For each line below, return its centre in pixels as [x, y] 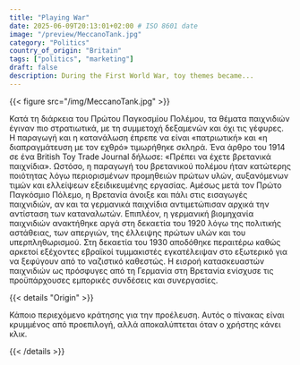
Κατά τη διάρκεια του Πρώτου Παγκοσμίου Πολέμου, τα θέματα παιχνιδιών [150, 118]
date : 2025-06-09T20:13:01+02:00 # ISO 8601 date [104, 26]
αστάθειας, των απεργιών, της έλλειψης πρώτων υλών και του [128, 233]
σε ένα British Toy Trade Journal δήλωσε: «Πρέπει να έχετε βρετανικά [140, 157]
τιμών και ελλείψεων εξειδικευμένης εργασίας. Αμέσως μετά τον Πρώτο [146, 185]
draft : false [34, 68]
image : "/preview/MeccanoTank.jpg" [76, 34]
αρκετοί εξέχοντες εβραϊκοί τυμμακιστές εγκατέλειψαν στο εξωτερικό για [149, 251]
